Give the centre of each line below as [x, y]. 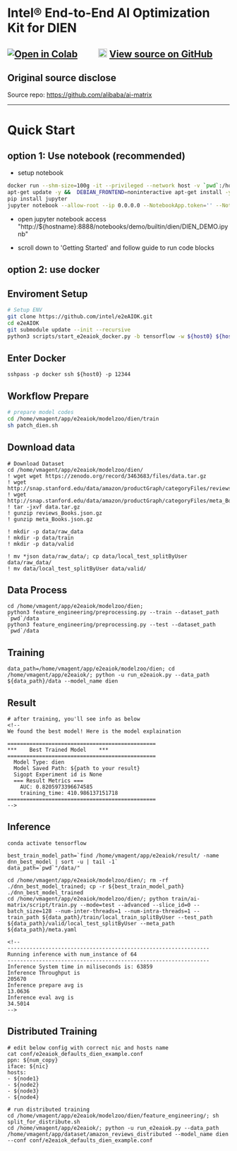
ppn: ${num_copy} [33, 1060]
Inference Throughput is [44, 973]
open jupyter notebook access [62, 219]
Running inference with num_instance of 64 [72, 954]
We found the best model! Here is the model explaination [94, 731]
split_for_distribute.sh [44, 1122]
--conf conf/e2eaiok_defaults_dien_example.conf [80, 1140]
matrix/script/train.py [42, 905]
